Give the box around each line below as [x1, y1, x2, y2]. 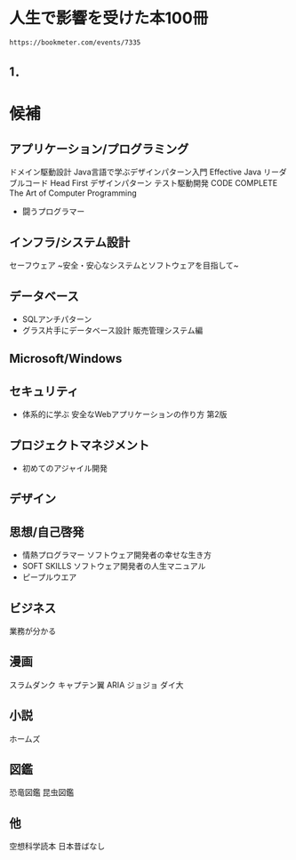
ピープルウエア [21, 572, 77, 583]
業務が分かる [9, 625, 56, 636]
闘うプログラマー [21, 206, 85, 217]
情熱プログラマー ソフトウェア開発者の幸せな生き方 [21, 550, 212, 560]
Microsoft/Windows [9, 351, 123, 366]
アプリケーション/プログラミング [9, 141, 189, 157]
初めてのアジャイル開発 [21, 462, 108, 473]
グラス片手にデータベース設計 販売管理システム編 [21, 325, 204, 335]
